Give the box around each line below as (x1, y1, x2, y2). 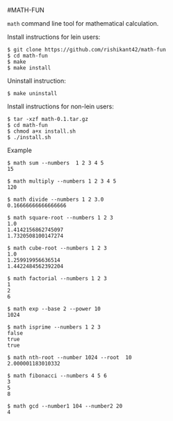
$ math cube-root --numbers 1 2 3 (7, 245, 108, 251)
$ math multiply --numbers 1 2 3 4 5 (7, 178, 117, 185)
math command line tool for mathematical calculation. (7, 19, 159, 27)
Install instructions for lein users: (7, 33, 101, 41)
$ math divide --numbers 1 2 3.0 (7, 196, 104, 203)
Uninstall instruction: (7, 76, 66, 85)
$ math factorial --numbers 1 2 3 (7, 275, 108, 282)
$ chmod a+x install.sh (7, 128, 76, 135)
